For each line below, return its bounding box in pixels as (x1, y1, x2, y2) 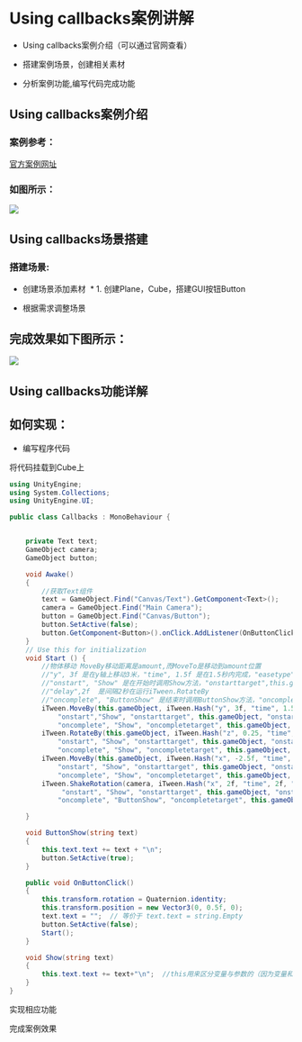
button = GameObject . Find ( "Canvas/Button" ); (41, 612, 211, 621)
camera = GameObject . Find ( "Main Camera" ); (41, 603, 203, 612)
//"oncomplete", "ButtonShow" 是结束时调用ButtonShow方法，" (41, 695, 263, 704)
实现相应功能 (9, 1003, 57, 1014)
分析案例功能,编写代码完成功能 (22, 77, 136, 88)
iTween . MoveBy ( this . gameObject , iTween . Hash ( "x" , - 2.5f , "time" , (41, 754, 292, 763)
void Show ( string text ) (25, 953, 115, 962)
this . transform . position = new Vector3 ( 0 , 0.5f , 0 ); (41, 903, 244, 912)
